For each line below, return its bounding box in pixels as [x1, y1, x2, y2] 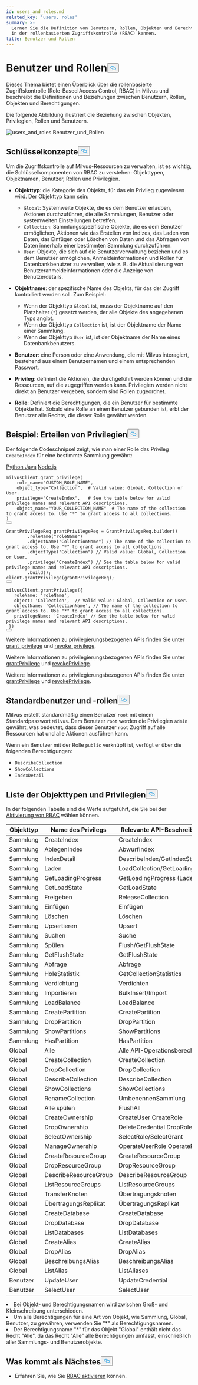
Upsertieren [44, 922, 78, 930]
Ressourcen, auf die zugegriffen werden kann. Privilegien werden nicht [14, 381, 187, 388]
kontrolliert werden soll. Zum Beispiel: [14, 291, 107, 298]
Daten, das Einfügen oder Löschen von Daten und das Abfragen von [23, 235, 190, 242]
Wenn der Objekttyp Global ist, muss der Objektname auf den [23, 302, 173, 309]
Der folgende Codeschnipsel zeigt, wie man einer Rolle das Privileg [6, 446, 169, 453]
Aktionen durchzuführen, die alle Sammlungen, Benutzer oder [23, 210, 174, 217]
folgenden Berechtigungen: [6, 748, 72, 755]
